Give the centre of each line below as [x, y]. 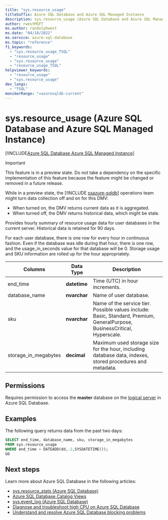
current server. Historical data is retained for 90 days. [60, 228]
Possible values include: [121, 309]
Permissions [25, 385]
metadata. [104, 368]
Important [15, 163]
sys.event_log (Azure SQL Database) [50, 502]
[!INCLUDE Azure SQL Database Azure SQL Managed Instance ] [70, 153]
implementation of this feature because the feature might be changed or [79, 178]
